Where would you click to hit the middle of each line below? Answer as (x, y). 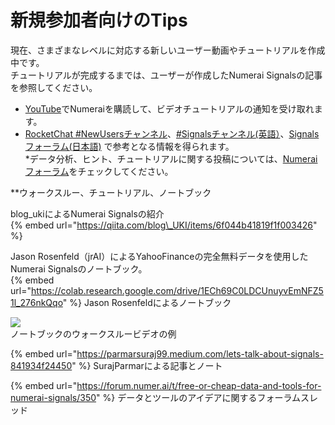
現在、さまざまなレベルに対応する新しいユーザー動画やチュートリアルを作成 (168, 50)
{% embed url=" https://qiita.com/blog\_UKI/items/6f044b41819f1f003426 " (164, 225)
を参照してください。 (54, 87)
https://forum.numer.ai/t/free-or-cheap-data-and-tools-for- (199, 385)
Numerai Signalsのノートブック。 (79, 268)
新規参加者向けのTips (99, 20)
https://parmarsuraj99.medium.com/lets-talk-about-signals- (200, 353)
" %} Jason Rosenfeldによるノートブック (147, 302)
